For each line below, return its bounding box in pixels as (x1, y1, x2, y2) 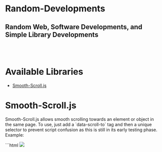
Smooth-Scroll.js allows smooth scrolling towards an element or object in (5, 116, 155, 122)
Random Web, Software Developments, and (5, 23, 143, 31)
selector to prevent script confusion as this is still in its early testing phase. (5, 127, 158, 133)
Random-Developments (5, 3, 106, 14)
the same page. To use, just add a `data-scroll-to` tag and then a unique (5, 121, 152, 127)
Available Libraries (5, 66, 83, 77)
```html (5, 142, 19, 148)
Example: (5, 132, 24, 138)
